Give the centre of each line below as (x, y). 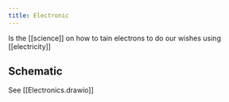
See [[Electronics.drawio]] (51, 90)
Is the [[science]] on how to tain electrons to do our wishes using (114, 38)
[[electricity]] (30, 46)
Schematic (35, 72)
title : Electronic (39, 15)
